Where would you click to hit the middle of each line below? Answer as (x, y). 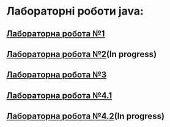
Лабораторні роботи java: (75, 11)
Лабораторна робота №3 (57, 75)
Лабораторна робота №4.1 (59, 95)
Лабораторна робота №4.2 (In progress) (86, 116)
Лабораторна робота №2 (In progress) (82, 54)
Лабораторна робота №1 (56, 34)
